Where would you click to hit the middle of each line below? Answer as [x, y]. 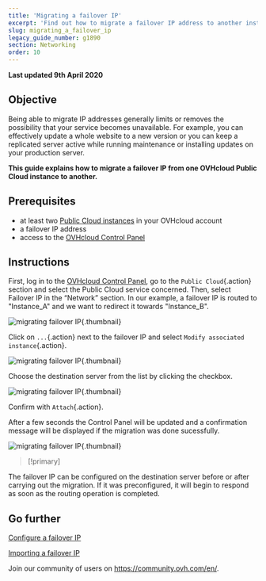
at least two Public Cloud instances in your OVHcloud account [121, 220]
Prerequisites [42, 202]
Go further [34, 519]
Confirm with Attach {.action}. [56, 407]
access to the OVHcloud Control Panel [82, 237]
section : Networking [42, 45]
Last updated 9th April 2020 [56, 75]
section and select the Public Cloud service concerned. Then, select [120, 289]
